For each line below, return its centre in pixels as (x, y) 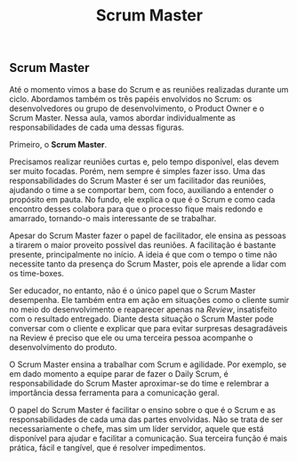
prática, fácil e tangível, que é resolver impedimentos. (108, 447)
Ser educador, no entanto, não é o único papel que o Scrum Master (132, 291)
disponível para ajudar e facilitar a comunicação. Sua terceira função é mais (148, 438)
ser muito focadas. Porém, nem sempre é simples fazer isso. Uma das (137, 171)
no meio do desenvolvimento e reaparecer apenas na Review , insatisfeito (143, 309)
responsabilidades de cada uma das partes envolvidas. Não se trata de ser (146, 419)
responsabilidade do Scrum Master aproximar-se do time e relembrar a (139, 383)
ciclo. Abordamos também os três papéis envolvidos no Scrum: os (131, 99)
